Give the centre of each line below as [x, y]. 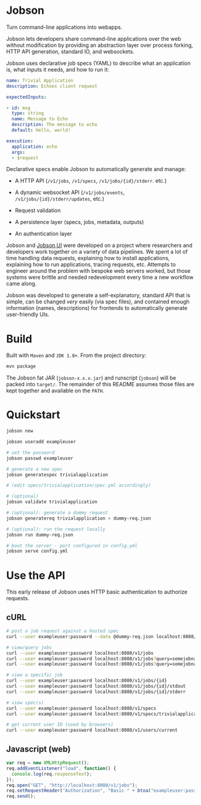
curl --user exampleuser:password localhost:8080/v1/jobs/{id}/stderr [96, 691]
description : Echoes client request [52, 86]
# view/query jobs [29, 647]
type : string [28, 114]
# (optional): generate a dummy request [57, 513]
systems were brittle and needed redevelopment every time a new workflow [100, 278]
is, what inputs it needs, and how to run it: [58, 69]
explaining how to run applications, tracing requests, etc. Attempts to [91, 264]
